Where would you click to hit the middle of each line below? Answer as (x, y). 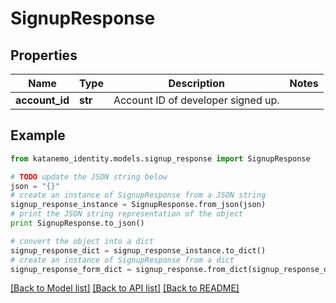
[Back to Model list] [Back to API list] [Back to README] (125, 288)
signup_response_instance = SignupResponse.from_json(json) (138, 205)
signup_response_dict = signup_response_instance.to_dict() (138, 250)
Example (38, 135)
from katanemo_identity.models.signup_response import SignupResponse (160, 158)
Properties (44, 55)
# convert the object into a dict (82, 241)
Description (196, 83)
